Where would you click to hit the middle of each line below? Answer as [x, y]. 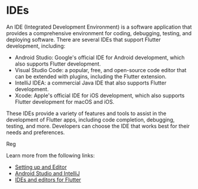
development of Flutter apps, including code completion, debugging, [90, 119]
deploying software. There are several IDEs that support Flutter [83, 39]
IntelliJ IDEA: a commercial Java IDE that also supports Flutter [91, 83]
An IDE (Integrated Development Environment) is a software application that [99, 27]
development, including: [36, 46]
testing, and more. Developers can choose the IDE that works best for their [98, 126]
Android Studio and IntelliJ [47, 173]
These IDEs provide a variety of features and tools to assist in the [86, 113]
